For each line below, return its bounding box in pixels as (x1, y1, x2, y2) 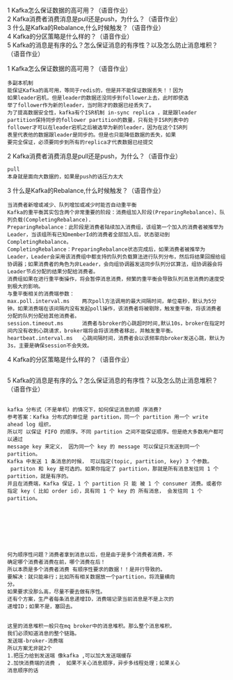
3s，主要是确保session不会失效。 (7, 342, 93, 349)
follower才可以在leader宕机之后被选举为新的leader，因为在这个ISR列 (7, 124, 188, 131)
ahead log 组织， (7, 421, 54, 428)
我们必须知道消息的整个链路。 (7, 630, 80, 637)
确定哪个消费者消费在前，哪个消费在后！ (7, 559, 106, 566)
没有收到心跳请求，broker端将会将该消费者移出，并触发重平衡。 (17, 327, 176, 334)
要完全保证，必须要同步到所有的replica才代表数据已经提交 (7, 139, 154, 146)
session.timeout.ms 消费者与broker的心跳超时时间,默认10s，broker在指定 (7, 320, 220, 327)
